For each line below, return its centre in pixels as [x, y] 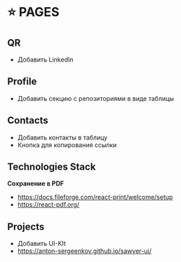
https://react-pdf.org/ [48, 205]
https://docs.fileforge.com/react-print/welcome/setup [95, 197]
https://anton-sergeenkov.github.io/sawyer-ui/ [85, 251]
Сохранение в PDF [36, 184]
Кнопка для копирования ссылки [67, 145]
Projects [26, 227]
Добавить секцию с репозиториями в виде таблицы [95, 98]
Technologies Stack [52, 167]
